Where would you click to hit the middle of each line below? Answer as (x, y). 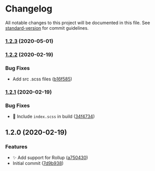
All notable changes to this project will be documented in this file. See (78, 23)
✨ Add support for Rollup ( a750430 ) (50, 157)
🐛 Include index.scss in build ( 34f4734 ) (54, 117)
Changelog (29, 9)
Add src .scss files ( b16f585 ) (42, 79)
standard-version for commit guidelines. (47, 28)
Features (16, 146)
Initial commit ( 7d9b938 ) (38, 163)
